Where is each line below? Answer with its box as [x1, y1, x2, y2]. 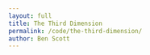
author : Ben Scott [8, 34, 70, 43]
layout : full [8, 11, 52, 20]
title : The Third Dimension [8, 19, 103, 27]
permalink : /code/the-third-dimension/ [8, 27, 143, 35]
